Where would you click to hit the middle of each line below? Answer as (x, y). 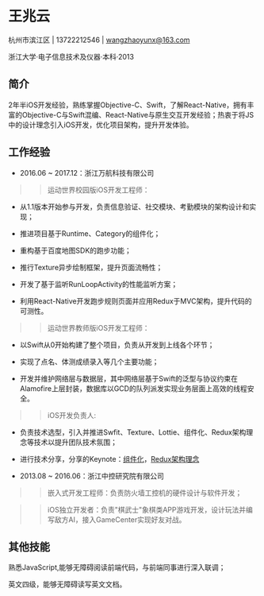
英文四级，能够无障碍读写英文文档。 (67, 584)
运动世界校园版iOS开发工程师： (98, 190)
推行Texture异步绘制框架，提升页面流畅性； (91, 267)
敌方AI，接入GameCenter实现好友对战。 (120, 519)
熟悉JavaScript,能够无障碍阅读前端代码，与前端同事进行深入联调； (117, 567)
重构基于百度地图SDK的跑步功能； (76, 250)
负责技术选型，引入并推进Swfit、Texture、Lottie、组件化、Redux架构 (133, 432)
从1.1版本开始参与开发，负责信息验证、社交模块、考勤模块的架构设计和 (134, 207)
